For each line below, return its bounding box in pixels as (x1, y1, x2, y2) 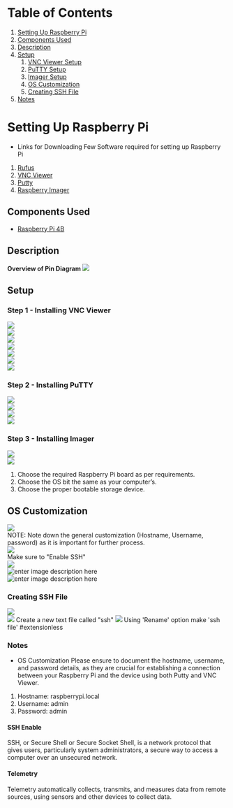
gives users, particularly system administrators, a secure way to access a (7, 746, 218, 754)
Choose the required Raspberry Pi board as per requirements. (17, 470, 195, 478)
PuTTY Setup (27, 65, 66, 73)
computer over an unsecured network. (7, 753, 118, 762)
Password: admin (17, 707, 68, 716)
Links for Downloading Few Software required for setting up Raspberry (17, 142, 221, 151)
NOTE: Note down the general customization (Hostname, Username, (7, 531, 204, 539)
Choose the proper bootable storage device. (17, 484, 145, 493)
